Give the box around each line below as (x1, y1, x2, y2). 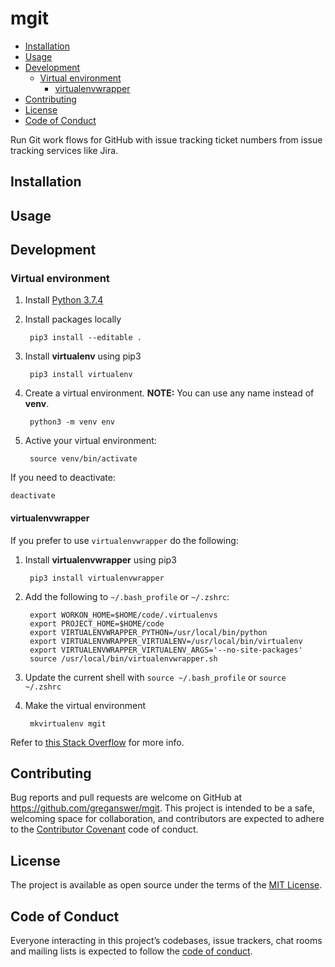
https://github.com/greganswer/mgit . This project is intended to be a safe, (10, 802, 315, 814)
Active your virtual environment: (24, 435, 157, 447)
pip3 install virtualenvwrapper (29, 573, 165, 583)
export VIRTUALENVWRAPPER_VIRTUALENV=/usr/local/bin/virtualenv (29, 636, 303, 646)
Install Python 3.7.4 (24, 294, 104, 306)
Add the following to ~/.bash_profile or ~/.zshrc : (24, 590, 230, 602)
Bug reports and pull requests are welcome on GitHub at (10, 792, 243, 804)
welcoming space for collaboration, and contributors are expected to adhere (10, 813, 325, 825)
